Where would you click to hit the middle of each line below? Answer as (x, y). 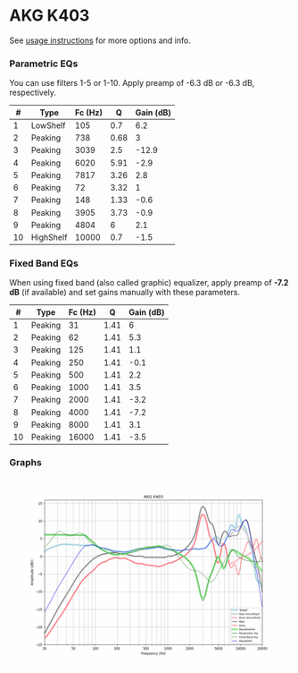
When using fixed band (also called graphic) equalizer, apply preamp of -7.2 (149, 283)
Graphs (25, 463)
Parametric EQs (44, 64)
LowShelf (48, 125)
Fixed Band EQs (44, 263)
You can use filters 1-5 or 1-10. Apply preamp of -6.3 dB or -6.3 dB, (132, 83)
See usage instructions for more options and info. (100, 40)
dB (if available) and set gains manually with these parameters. (125, 293)
